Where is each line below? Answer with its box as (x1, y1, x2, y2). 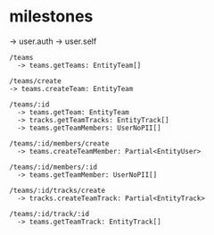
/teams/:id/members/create (9, 138, 110, 148)
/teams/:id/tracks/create (9, 186, 105, 195)
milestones (9, 6, 94, 27)
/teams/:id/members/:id (9, 163, 98, 172)
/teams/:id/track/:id (9, 209, 90, 218)
